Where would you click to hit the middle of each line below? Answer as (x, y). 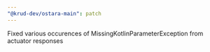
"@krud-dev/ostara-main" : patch (54, 14)
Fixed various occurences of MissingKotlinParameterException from (105, 33)
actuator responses (35, 41)
